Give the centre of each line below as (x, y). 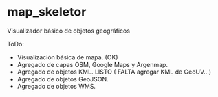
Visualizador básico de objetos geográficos (69, 31)
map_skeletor (47, 12)
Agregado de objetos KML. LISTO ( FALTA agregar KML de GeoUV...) (114, 72)
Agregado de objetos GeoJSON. (63, 79)
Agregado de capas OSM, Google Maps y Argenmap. (92, 64)
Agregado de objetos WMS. (56, 86)
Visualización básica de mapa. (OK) (67, 57)
